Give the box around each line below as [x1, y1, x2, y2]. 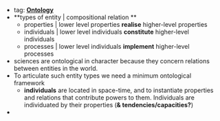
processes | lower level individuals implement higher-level [23, 43, 190, 50]
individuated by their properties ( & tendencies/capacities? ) [23, 101, 194, 109]
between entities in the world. [13, 65, 98, 72]
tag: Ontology [13, 6, 54, 14]
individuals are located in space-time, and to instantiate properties [23, 86, 214, 94]
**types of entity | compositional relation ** [13, 13, 137, 21]
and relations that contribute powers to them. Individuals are [23, 93, 195, 102]
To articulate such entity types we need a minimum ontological [13, 71, 192, 80]
